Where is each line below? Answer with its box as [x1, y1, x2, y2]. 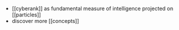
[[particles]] [11, 11, 42, 18]
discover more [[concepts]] [11, 18, 79, 24]
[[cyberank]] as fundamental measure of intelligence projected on [11, 5, 174, 12]
